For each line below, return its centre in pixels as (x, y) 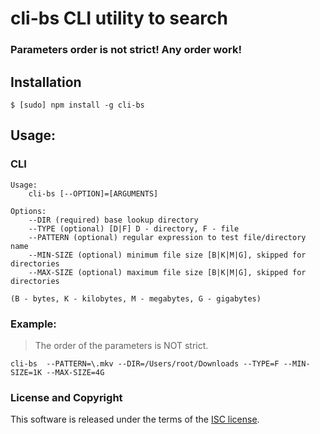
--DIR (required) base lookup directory (113, 220)
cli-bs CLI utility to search (119, 18)
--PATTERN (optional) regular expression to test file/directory (167, 237)
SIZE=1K (26, 372)
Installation (46, 82)
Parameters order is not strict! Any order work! (126, 50)
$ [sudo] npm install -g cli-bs (77, 105)
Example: (33, 324)
